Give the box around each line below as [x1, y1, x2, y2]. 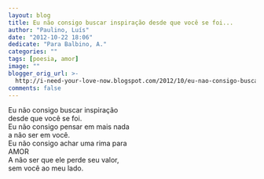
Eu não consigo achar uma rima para [8, 138, 127, 149]
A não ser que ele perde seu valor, [8, 156, 119, 165]
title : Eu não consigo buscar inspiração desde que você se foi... [8, 19, 234, 27]
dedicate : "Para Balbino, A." [8, 41, 108, 48]
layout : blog [8, 11, 51, 20]
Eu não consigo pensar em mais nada [8, 122, 130, 131]
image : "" [8, 63, 41, 70]
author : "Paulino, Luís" [8, 26, 90, 34]
